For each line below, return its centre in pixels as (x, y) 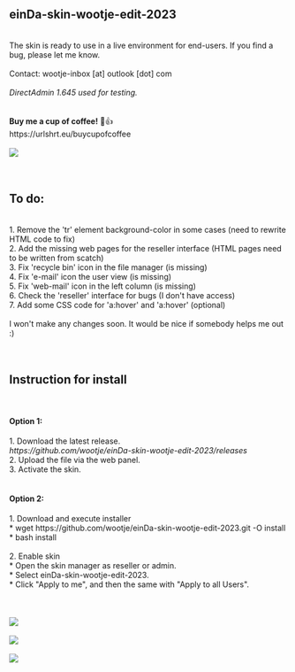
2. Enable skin (34, 556)
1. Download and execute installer (70, 518)
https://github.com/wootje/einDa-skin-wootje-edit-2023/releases (128, 450)
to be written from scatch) (57, 258)
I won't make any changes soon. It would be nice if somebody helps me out (147, 323)
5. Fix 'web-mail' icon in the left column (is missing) (103, 286)
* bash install (33, 537)
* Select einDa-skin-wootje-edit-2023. (79, 575)
